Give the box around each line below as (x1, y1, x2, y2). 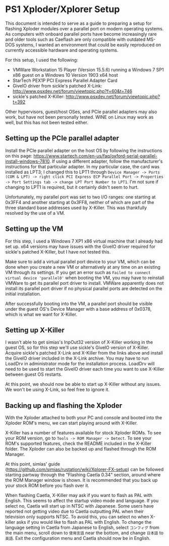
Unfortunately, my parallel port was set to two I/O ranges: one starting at (5, 193, 156, 200)
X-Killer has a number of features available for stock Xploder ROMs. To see (5, 430, 161, 436)
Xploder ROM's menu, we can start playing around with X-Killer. (5, 420, 138, 426)
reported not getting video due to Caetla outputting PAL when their (5, 509, 144, 515)
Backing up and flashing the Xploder (5, 401, 123, 410)
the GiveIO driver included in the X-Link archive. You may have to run (5, 355, 149, 362)
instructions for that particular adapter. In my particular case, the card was (5, 163, 160, 170)
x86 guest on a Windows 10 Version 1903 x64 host (12, 72, 118, 78)
